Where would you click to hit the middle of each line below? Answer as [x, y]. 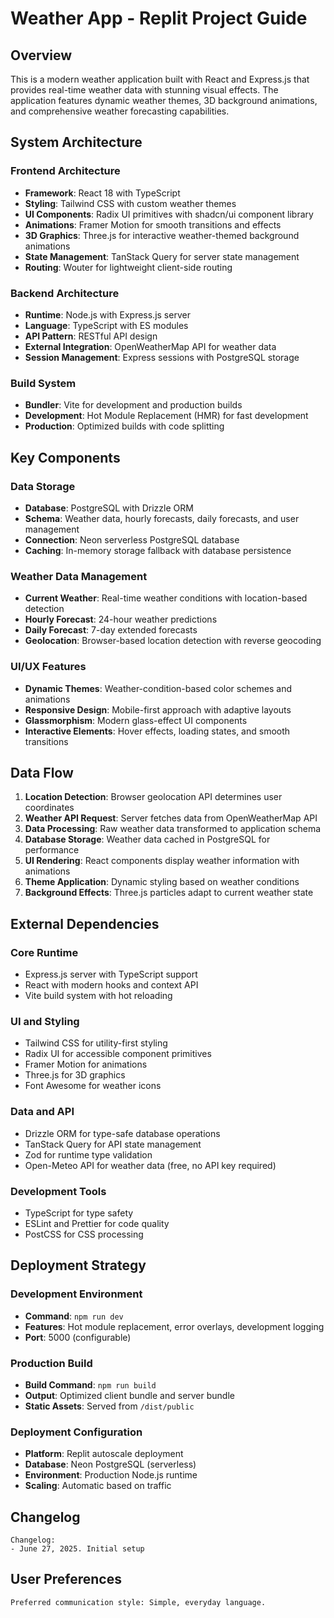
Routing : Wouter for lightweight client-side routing [128, 267]
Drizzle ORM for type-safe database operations [122, 1133]
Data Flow [42, 772]
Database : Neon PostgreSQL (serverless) [110, 1464]
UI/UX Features [48, 667]
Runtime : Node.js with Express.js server [107, 314]
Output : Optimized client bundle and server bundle [129, 1395]
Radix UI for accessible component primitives [118, 1054]
